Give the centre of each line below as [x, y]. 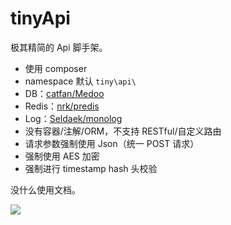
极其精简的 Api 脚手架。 [59, 47]
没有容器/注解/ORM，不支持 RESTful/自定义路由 [123, 131]
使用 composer [56, 68]
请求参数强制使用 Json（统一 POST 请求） [112, 143]
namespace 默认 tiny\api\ [80, 81]
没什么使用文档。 [45, 189]
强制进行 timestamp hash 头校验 [91, 168]
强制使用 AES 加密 [62, 156]
